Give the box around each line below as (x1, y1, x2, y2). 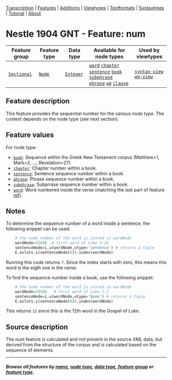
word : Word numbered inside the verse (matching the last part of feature (13, 186, 165, 193)
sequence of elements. (6, 347, 54, 353)
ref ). (13, 192, 22, 198)
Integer (65, 71, 84, 77)
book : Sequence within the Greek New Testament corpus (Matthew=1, (13, 154, 160, 160)
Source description (6, 322, 68, 331)
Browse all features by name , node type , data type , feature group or (6, 363, 154, 370)
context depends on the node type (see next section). (6, 115, 119, 122)
